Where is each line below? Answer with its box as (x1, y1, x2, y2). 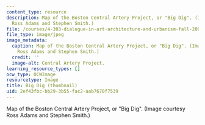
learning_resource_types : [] (6, 65, 81, 72)
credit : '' (12, 54, 40, 60)
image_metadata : (6, 37, 48, 43)
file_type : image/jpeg (6, 32, 64, 38)
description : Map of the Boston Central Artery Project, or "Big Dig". (6, 15, 192, 21)
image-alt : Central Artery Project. (12, 60, 105, 66)
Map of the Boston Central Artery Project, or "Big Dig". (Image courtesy (6, 105, 186, 112)
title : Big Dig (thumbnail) (6, 83, 78, 89)
